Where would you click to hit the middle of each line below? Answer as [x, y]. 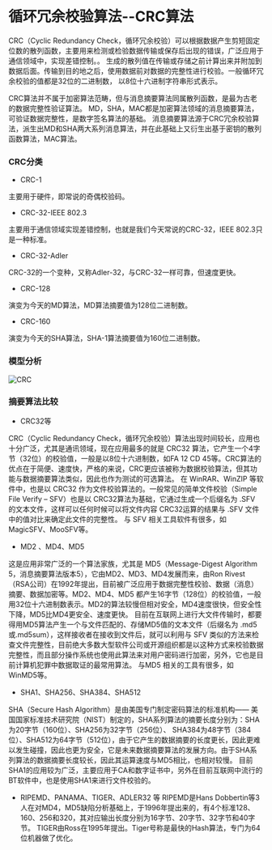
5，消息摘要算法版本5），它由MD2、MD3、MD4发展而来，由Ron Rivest [127, 574]
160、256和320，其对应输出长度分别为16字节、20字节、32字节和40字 [138, 818]
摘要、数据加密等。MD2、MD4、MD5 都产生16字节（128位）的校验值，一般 [135, 594]
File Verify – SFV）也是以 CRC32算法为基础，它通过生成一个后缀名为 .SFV [132, 499]
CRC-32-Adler [44, 256]
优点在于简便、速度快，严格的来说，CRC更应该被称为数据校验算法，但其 [130, 468]
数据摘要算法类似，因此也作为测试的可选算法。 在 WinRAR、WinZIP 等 [139, 478]
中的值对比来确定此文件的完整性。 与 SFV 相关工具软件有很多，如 [117, 519]
